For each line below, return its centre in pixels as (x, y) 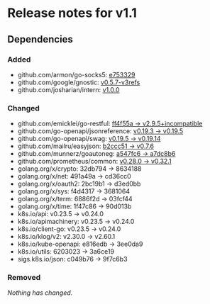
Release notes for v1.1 (72, 13)
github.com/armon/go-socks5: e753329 (76, 74)
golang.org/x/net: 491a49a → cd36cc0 (74, 176)
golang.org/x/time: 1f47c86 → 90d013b (74, 206)
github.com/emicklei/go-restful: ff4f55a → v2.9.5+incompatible (110, 124)
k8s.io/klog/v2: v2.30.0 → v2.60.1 (66, 237)
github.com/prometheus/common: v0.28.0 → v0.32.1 (94, 162)
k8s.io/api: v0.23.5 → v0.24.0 (61, 214)
